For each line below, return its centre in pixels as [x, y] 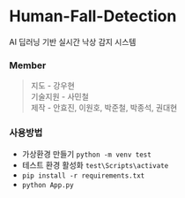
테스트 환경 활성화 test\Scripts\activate [95, 164]
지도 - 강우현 [52, 86]
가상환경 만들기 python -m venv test [86, 154]
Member [28, 65]
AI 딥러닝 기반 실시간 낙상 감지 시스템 [73, 42]
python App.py [48, 185]
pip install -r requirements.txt [83, 175]
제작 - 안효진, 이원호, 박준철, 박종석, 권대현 [104, 108]
